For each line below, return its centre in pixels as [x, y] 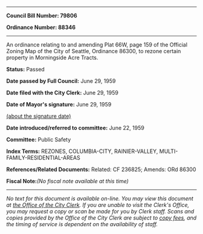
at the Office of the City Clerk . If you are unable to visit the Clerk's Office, [98, 205]
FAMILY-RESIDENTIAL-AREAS [43, 158]
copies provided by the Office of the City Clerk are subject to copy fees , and [101, 218]
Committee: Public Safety [39, 139]
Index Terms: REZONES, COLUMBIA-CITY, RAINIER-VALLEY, [82, 151]
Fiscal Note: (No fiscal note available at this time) [67, 181]
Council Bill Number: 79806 [42, 15]
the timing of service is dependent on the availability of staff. [82, 224]
